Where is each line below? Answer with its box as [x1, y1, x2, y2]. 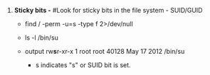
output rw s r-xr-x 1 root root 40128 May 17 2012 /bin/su [24, 47, 185, 55]
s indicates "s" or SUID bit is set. [35, 61, 131, 69]
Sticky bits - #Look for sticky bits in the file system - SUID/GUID [14, 6, 203, 14]
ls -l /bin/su [24, 33, 59, 42]
